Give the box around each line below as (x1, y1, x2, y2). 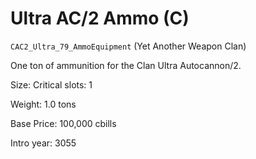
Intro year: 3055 (10, 137, 77, 149)
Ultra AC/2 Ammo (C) (10, 7, 190, 30)
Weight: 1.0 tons (10, 98, 77, 110)
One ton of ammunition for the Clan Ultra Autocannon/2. (10, 59, 242, 71)
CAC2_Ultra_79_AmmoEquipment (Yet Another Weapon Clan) (10, 40, 247, 52)
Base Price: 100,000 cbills (10, 117, 117, 129)
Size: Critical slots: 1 (10, 78, 93, 91)
